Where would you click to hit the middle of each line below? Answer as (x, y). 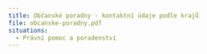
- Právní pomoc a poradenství (66, 38)
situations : (28, 30)
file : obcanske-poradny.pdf (55, 23)
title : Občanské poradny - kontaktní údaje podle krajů (103, 15)
